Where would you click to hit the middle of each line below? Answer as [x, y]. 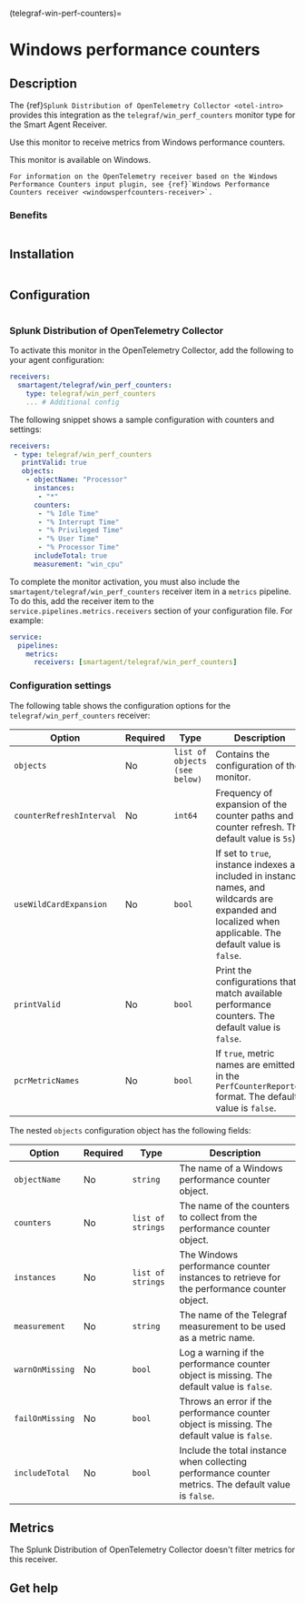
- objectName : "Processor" [77, 480]
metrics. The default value [235, 1484]
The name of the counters [235, 1206]
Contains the [243, 754]
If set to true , [244, 852]
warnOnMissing [44, 1369]
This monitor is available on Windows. [80, 160]
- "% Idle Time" [69, 513]
